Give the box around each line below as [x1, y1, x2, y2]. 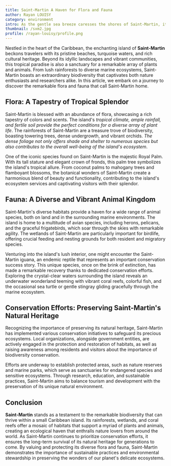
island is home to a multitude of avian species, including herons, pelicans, [5, 219, 160, 225]
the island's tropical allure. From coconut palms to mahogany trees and [5, 164, 154, 170]
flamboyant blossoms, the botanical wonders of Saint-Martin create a [5, 169, 151, 176]
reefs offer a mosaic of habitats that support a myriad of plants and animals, [5, 423, 164, 429]
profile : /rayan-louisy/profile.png [5, 31, 83, 36]
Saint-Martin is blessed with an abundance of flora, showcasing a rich [5, 111, 152, 117]
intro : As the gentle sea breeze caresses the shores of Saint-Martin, [5, 21, 160, 27]
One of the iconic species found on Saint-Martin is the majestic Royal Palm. [5, 153, 163, 159]
